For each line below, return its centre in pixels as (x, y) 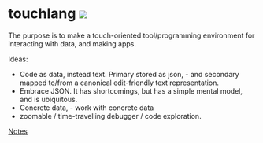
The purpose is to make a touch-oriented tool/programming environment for (131, 35)
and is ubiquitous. (48, 99)
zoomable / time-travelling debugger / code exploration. (111, 115)
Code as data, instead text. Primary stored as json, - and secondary (129, 74)
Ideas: (18, 59)
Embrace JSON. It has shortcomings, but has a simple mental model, (131, 90)
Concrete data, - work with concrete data (87, 108)
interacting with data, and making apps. (72, 43)
